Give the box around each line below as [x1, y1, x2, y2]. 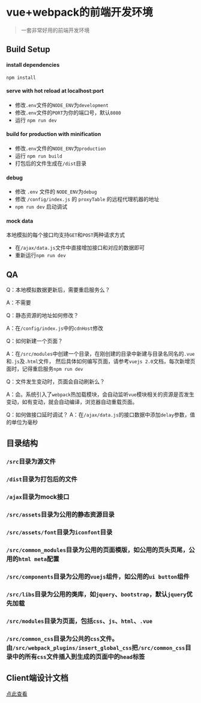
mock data [6, 217, 34, 225]
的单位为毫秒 [6, 419, 38, 426]
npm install [6, 75, 36, 81]
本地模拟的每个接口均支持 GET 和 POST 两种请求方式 [6, 231, 125, 238]
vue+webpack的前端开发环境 [6, 5, 153, 19]
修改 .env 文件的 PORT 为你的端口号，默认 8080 [14, 109, 121, 116]
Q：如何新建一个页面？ [6, 338, 63, 345]
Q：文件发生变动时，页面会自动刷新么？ [6, 378, 105, 385]
